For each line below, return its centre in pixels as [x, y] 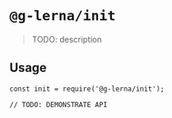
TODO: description [67, 39]
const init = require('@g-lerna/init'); [87, 89]
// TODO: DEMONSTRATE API [58, 104]
